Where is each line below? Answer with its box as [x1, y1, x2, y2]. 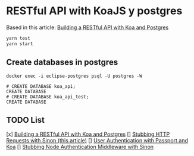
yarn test [6, 35, 31, 41]
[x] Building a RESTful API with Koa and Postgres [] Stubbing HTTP [6, 130, 170, 138]
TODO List [6, 114, 45, 125]
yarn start [6, 40, 33, 47]
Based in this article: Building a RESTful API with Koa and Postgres [6, 24, 169, 31]
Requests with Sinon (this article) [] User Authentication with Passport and [6, 137, 189, 144]
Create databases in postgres [6, 58, 118, 68]
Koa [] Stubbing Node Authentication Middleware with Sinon [6, 144, 154, 151]
